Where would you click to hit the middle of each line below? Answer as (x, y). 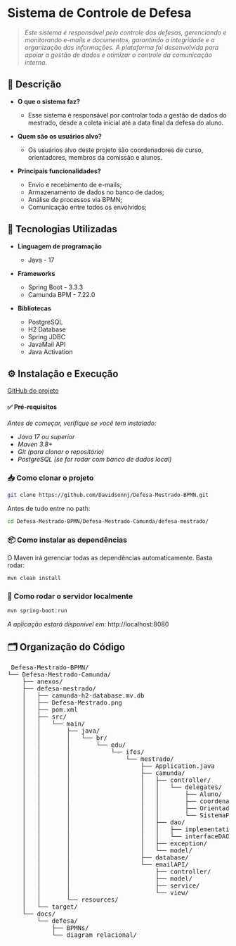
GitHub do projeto (33, 391)
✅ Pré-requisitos (32, 407)
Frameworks (36, 273)
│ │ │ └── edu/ (74, 745)
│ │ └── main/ (54, 724)
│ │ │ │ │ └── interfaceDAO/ (128, 836)
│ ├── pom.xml (50, 709)
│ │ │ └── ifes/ (83, 752)
